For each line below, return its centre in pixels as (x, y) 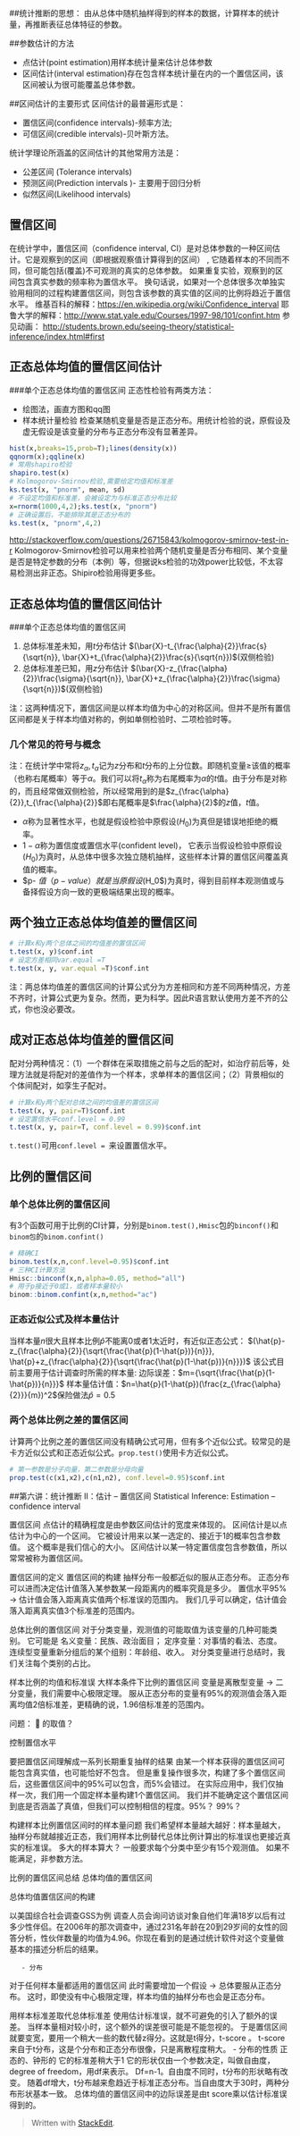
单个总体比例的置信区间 (59, 1204)
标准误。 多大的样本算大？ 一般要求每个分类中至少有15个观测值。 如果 (153, 1847)
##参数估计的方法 (42, 43)
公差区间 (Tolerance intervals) (77, 172)
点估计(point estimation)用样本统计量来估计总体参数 (117, 62)
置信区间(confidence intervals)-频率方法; (97, 122)
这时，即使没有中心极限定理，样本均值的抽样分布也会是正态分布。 (148, 1997)
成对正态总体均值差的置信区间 (92, 1040)
